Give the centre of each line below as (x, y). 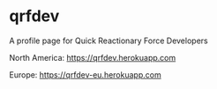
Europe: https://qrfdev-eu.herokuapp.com (85, 74)
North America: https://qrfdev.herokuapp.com (93, 57)
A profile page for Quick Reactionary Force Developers (109, 41)
